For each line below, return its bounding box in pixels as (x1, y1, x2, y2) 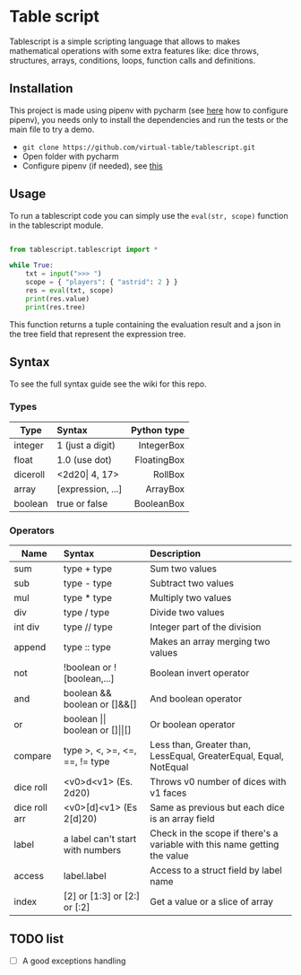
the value (150, 849, 189, 862)
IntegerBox (138, 439, 185, 451)
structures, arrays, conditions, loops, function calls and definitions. (9, 55, 256, 65)
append (13, 641, 47, 654)
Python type (131, 423, 185, 436)
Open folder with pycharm (21, 151, 119, 161)
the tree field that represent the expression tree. (9, 328, 186, 339)
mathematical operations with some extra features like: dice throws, (9, 45, 260, 56)
